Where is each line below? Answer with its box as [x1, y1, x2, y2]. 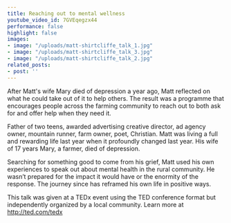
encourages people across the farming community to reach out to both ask [7, 101, 221, 110]
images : [7, 36, 30, 43]
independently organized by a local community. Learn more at [7, 200, 184, 209]
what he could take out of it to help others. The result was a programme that [7, 94, 225, 102]
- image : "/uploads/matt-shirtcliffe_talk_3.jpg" [7, 49, 154, 56]
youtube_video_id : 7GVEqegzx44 [7, 17, 98, 23]
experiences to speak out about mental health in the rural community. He [7, 165, 215, 173]
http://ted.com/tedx [7, 208, 63, 216]
